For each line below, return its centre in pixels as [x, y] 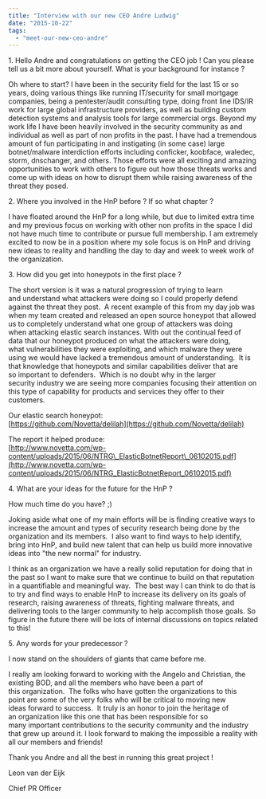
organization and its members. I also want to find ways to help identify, [125, 537]
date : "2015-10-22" [41, 23]
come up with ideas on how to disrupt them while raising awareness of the [130, 178]
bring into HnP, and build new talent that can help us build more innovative [130, 545]
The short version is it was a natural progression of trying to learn [115, 290]
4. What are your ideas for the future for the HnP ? [90, 489]
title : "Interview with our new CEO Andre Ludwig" [94, 16]
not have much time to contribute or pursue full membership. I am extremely [133, 234]
